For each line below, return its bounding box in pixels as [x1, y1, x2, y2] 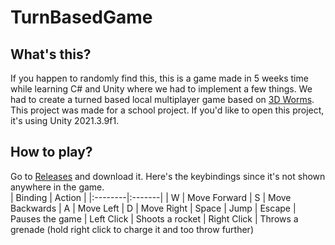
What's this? [10, 46, 92, 63]
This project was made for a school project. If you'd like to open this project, [10, 104, 325, 116]
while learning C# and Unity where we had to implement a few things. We [10, 83, 313, 95]
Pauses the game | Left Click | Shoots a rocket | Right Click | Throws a [10, 212, 299, 225]
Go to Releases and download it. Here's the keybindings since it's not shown [10, 170, 326, 182]
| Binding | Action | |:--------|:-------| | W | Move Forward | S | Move [10, 191, 292, 203]
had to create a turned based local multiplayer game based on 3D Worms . [10, 94, 315, 105]
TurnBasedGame [10, 6, 153, 29]
